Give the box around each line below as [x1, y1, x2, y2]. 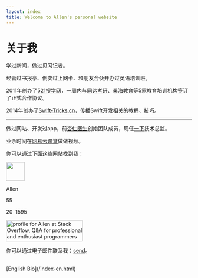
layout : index [6, 8, 41, 15]
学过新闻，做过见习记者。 [6, 62, 68, 69]
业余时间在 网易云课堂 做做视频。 [6, 138, 84, 145]
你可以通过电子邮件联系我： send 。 [6, 247, 91, 254]
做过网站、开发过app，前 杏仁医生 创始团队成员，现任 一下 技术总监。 [6, 125, 171, 132]
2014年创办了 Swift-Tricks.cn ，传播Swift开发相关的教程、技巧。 [6, 107, 160, 114]
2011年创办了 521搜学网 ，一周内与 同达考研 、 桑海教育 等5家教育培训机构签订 [6, 87, 189, 94]
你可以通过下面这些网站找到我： [6, 150, 84, 157]
